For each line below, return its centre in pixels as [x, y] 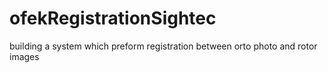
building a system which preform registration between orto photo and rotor [163, 46]
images [24, 56]
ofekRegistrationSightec [113, 18]
